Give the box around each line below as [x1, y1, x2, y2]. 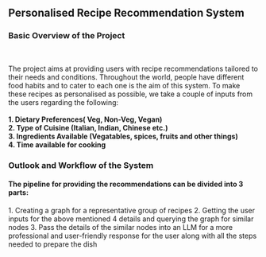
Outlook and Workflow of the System [8, 159, 154, 170]
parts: [8, 188, 29, 197]
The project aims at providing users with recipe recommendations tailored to [8, 64, 258, 73]
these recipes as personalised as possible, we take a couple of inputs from [8, 89, 253, 99]
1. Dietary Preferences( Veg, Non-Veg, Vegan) [8, 115, 163, 124]
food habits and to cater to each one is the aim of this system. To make [8, 80, 241, 90]
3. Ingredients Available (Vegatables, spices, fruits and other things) [8, 131, 238, 141]
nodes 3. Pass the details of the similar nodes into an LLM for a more [8, 222, 233, 232]
